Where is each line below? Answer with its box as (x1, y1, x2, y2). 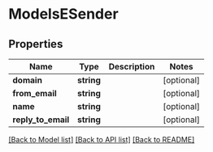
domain (12, 74, 43, 86)
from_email (12, 88, 57, 99)
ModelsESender (8, 5, 120, 23)
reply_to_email (12, 114, 70, 125)
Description (108, 61, 155, 72)
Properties (8, 37, 63, 51)
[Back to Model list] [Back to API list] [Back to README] (8, 135, 195, 144)
